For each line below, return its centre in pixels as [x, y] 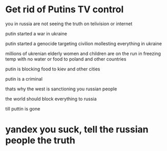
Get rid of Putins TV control [65, 10]
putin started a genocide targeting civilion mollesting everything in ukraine [84, 43]
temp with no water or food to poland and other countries [66, 59]
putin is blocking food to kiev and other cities [53, 69]
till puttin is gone [23, 108]
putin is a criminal [24, 79]
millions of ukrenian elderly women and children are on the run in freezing [83, 53]
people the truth [40, 140]
